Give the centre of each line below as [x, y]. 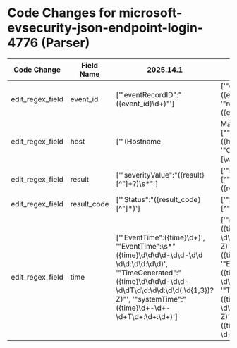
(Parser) [66, 43]
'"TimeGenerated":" [149, 273]
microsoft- [151, 13]
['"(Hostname [138, 141]
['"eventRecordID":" [149, 94]
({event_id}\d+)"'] [145, 104]
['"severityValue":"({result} [160, 175]
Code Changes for [62, 13]
